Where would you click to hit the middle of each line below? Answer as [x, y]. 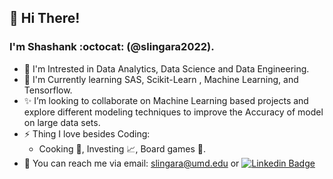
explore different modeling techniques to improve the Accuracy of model [173, 112]
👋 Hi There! [45, 18]
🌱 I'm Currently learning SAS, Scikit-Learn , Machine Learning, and [161, 79]
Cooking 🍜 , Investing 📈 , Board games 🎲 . [122, 148]
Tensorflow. [48, 90]
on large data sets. [62, 122]
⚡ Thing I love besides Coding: [87, 133]
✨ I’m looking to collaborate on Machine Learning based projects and [166, 100]
